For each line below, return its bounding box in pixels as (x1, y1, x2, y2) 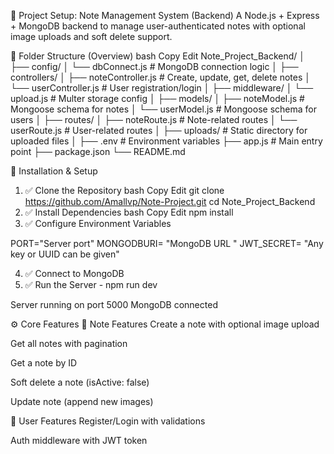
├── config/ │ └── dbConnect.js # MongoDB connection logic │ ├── (10, 61, 299, 72)
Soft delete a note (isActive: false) (10, 376, 150, 388)
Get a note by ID (10, 357, 78, 369)
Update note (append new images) (10, 396, 154, 407)
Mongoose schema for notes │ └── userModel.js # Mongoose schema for (10, 103, 317, 115)
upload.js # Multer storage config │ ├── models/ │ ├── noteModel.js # (10, 93, 305, 104)
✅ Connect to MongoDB (24, 268, 125, 279)
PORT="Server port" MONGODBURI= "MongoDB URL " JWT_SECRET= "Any (10, 238, 324, 249)
